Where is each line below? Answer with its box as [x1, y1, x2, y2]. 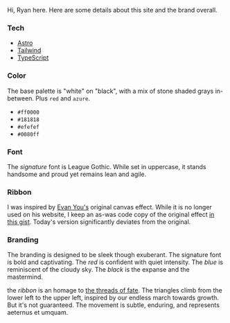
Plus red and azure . [35, 94, 91, 103]
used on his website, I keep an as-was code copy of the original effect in [7, 211, 215, 219]
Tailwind [17, 46, 42, 55]
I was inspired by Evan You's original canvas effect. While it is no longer [7, 203, 213, 211]
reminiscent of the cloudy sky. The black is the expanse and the [7, 265, 190, 274]
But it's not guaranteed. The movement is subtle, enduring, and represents [7, 301, 220, 309]
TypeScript [17, 53, 49, 62]
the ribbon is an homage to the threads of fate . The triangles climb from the [7, 286, 223, 295]
